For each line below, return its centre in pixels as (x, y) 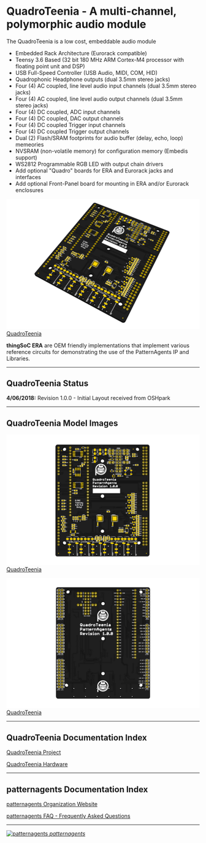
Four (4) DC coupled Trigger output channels (72, 131)
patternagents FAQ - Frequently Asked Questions (68, 816)
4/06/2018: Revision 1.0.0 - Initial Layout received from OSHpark (88, 398)
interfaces (28, 177)
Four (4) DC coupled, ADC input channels (68, 112)
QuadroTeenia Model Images (62, 423)
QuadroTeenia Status (48, 383)
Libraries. (18, 358)
